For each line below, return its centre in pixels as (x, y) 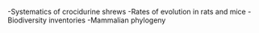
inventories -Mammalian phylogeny (107, 20)
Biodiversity (27, 20)
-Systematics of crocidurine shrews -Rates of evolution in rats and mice (127, 12)
